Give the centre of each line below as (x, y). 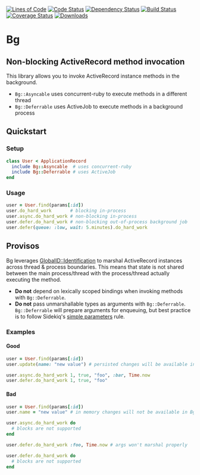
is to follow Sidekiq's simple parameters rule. (70, 316)
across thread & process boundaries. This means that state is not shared (95, 267)
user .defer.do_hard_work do (41, 456)
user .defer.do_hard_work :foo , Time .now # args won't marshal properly (97, 445)
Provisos (23, 246)
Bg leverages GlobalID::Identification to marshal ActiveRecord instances (94, 260)
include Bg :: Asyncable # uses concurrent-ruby (72, 166)
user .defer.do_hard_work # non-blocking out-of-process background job (97, 222)
